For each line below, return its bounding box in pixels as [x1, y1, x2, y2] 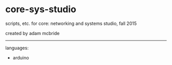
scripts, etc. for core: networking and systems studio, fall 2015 [5, 20, 137, 26]
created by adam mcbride [5, 30, 60, 36]
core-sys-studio [5, 4, 77, 15]
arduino [12, 54, 29, 60]
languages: [5, 45, 29, 51]
